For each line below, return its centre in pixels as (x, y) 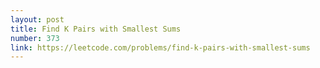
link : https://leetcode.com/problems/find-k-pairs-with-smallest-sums (160, 47)
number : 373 (35, 38)
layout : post (37, 19)
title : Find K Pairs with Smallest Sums (96, 29)
